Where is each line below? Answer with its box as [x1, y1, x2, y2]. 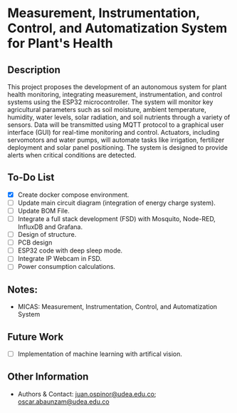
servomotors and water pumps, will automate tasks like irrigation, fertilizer [7, 136, 225, 144]
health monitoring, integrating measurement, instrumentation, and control [7, 91, 223, 98]
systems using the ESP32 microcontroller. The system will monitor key [7, 98, 214, 106]
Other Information [7, 371, 89, 383]
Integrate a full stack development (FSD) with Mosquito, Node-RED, [17, 215, 216, 223]
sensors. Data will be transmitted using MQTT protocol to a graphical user [7, 121, 224, 129]
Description [7, 63, 60, 76]
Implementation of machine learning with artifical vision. [17, 350, 183, 358]
